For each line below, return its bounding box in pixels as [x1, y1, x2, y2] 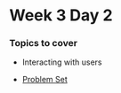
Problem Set [21, 74, 69, 85]
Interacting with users [21, 57, 102, 67]
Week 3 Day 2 [9, 5, 113, 26]
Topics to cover [9, 37, 78, 50]
